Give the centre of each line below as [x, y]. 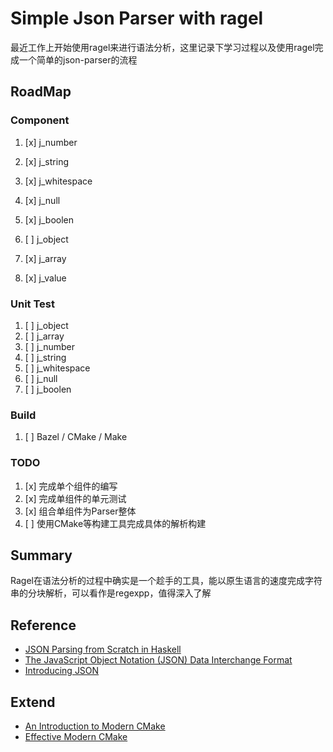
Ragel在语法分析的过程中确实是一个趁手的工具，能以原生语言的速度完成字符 [166, 581]
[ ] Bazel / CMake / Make [76, 437]
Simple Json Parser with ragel [137, 18]
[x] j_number [51, 142]
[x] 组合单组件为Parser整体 [80, 511]
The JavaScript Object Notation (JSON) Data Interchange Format [158, 660]
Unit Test [32, 304]
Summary [41, 555]
